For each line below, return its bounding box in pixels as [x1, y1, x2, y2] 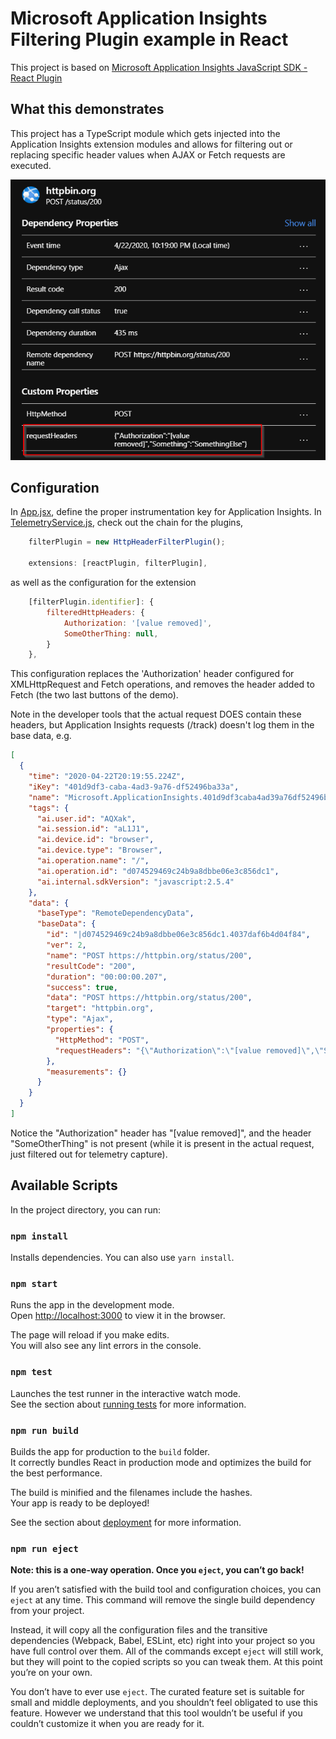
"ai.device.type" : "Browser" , [36, 845, 163, 856]
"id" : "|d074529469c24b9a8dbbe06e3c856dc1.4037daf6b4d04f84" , [46, 930, 311, 940]
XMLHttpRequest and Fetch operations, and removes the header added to [10, 678, 315, 691]
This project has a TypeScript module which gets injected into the [10, 127, 281, 139]
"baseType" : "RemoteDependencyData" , [36, 908, 195, 919]
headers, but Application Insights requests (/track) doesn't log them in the [10, 719, 315, 731]
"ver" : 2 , [46, 940, 87, 951]
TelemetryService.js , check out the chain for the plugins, [10, 517, 244, 529]
